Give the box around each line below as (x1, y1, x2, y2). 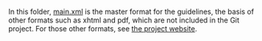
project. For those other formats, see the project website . (8, 24, 198, 33)
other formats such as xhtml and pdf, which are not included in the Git (8, 15, 239, 25)
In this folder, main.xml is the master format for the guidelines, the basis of (8, 7, 255, 16)
